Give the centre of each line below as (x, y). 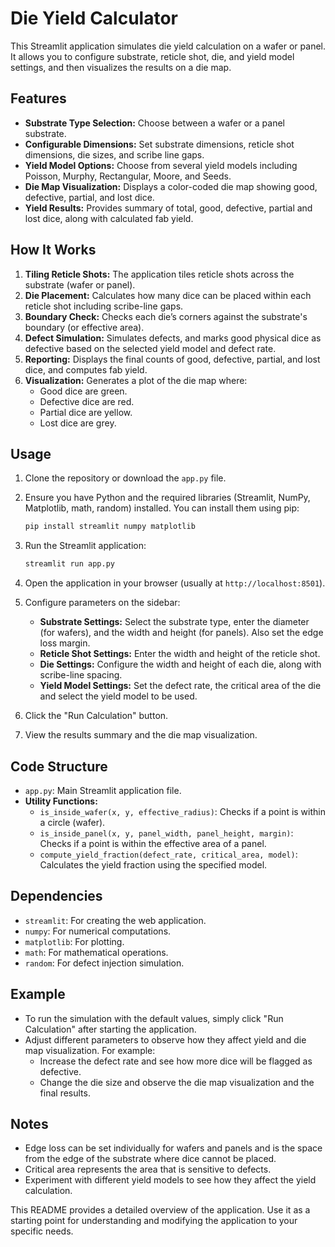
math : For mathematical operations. (96, 952)
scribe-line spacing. (81, 675)
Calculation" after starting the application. (110, 1029)
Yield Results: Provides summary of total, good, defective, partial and (168, 208)
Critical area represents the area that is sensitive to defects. (148, 1169)
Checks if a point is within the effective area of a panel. (153, 843)
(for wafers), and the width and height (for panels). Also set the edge (181, 633)
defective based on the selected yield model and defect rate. (150, 348)
